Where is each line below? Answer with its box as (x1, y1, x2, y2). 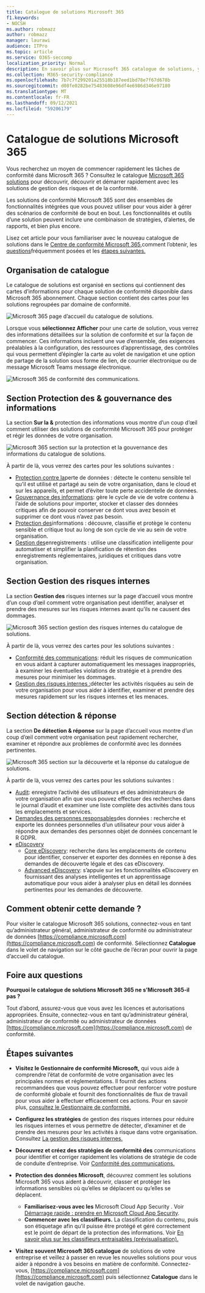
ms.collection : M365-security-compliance (6, 72, 113, 78)
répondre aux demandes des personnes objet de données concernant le (15, 827, 198, 835)
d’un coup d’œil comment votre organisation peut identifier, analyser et (6, 599, 185, 606)
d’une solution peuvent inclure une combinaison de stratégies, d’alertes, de (6, 216, 195, 223)
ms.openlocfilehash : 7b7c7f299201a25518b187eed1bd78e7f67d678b (6, 77, 171, 83)
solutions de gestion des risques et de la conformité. (6, 185, 138, 192)
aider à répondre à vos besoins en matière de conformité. (15, 1261, 160, 1268)
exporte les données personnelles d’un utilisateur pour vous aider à (15, 821, 185, 828)
